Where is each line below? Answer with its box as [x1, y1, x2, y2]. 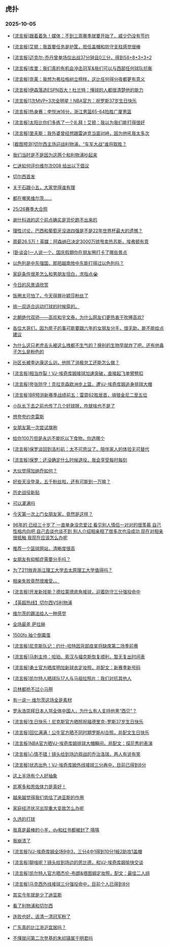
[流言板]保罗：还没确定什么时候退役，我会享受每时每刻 [12, 456, 128, 463]
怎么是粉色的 [17, 348, 44, 355]
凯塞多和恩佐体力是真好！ [12, 783, 66, 790]
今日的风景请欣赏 [12, 282, 49, 288]
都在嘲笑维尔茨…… [12, 195, 52, 201]
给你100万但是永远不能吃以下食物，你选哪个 [12, 435, 105, 441]
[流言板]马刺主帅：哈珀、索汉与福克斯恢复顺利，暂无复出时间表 [12, 654, 146, 660]
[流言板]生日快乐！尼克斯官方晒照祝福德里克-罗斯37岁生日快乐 [12, 718, 144, 724]
